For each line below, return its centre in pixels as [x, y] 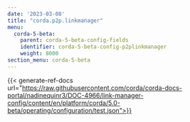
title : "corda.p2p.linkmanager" [55, 21]
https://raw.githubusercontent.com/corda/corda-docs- [102, 88]
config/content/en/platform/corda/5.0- [64, 103]
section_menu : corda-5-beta [49, 60]
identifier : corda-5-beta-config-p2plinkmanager [94, 47]
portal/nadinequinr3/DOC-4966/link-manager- [75, 95]
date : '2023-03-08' [36, 14]
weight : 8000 [39, 54]
